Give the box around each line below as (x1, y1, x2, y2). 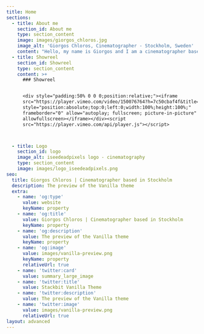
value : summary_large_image (22, 273, 94, 279)
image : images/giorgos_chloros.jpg (17, 37, 107, 43)
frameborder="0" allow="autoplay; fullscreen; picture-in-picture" (22, 110, 197, 116)
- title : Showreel (12, 54, 59, 60)
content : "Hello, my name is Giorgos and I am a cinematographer (17, 49, 186, 55)
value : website (22, 200, 61, 206)
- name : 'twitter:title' (17, 279, 80, 285)
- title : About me (12, 20, 59, 26)
